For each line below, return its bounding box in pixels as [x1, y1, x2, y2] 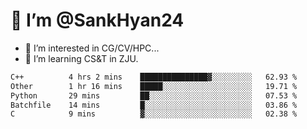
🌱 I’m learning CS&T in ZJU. [24, 52, 139, 64]
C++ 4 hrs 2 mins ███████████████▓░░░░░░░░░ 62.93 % [10, 72, 298, 82]
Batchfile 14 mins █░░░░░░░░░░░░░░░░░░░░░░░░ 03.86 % [10, 100, 298, 110]
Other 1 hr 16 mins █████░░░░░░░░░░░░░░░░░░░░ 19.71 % [10, 81, 298, 91]
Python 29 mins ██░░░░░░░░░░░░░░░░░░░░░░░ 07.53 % [10, 90, 298, 101]
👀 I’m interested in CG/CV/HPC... [24, 42, 160, 54]
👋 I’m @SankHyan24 [10, 9, 185, 32]
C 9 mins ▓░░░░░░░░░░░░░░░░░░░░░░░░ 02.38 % [10, 109, 298, 119]
